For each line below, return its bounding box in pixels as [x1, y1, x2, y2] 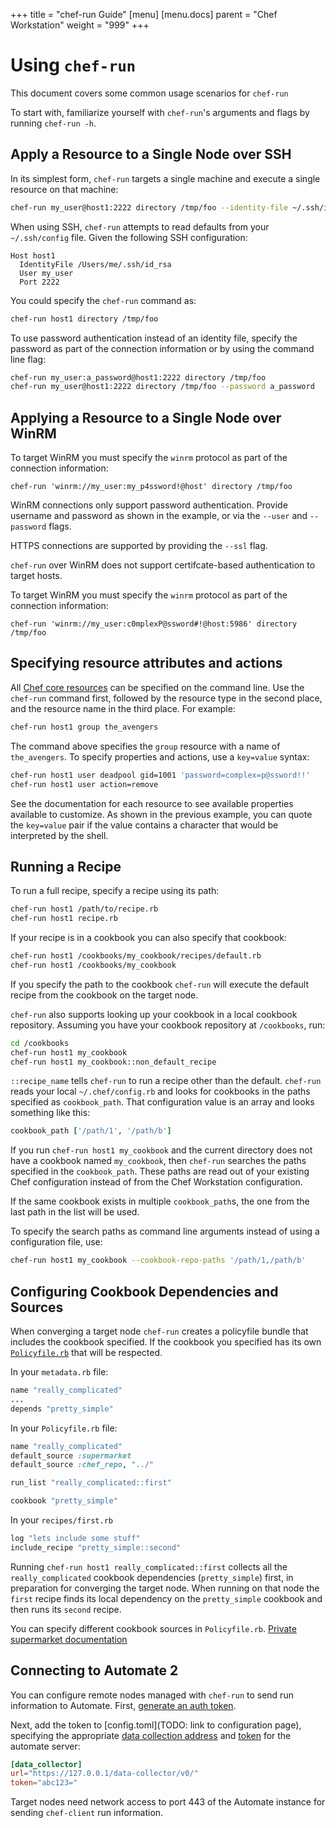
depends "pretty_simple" [10, 1404, 114, 1414]
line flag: [10, 353, 47, 365]
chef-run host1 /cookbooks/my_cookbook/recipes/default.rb [10, 951, 262, 961]
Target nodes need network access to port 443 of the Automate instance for [10, 1796, 326, 1808]
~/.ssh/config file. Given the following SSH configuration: [10, 231, 248, 243]
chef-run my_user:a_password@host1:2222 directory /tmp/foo [10, 372, 267, 383]
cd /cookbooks [10, 1038, 70, 1048]
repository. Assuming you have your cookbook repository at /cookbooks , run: [10, 1019, 326, 1031]
